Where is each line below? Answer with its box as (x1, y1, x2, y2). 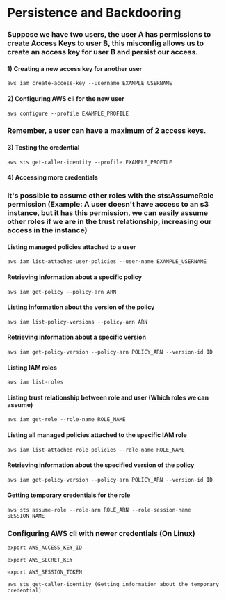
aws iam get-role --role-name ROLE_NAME (7, 416, 127, 423)
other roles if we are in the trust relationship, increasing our (7, 217, 212, 227)
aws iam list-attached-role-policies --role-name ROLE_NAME (7, 446, 186, 453)
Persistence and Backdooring (7, 5, 181, 21)
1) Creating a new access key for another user (7, 64, 143, 72)
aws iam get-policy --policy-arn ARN (7, 288, 117, 295)
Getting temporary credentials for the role (7, 491, 131, 499)
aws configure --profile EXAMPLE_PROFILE (7, 110, 129, 117)
